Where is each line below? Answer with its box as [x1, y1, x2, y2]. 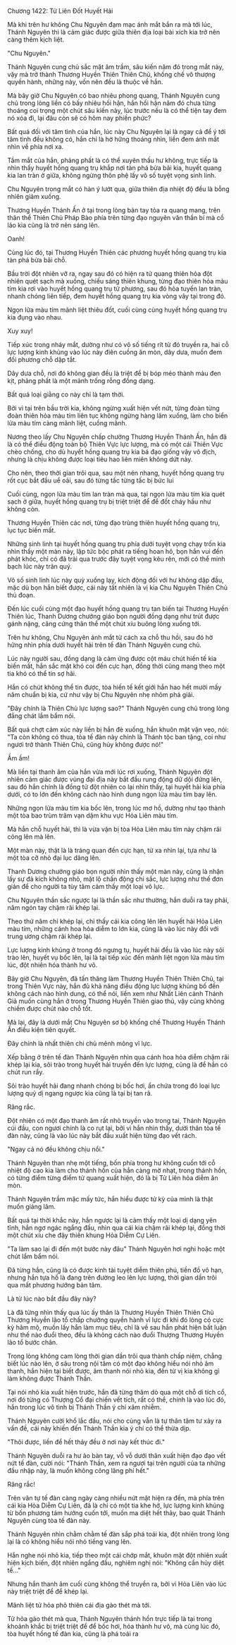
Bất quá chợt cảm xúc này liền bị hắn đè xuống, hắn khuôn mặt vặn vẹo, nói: [7, 725, 229, 734]
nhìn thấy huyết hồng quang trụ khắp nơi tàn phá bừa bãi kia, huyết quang [7, 164, 222, 172]
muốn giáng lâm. [7, 1203, 56, 1210]
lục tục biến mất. [7, 526, 56, 534]
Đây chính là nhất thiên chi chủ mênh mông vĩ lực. [7, 1039, 153, 1048]
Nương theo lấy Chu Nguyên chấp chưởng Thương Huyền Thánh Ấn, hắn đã [7, 432, 228, 441]
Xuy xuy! [7, 327, 33, 335]
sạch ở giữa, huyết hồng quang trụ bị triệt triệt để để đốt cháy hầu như [7, 497, 211, 506]
